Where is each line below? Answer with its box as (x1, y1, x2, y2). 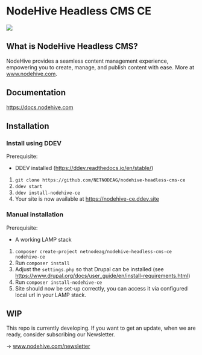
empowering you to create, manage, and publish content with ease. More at (6, 63, 195, 71)
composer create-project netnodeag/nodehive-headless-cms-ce (14, 248, 172, 254)
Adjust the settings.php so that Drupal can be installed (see (14, 265, 164, 272)
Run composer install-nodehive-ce (14, 278, 103, 286)
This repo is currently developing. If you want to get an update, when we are (6, 324, 196, 332)
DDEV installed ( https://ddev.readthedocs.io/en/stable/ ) (14, 165, 154, 172)
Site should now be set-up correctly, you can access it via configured (14, 284, 188, 292)
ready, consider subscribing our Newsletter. (6, 331, 115, 338)
